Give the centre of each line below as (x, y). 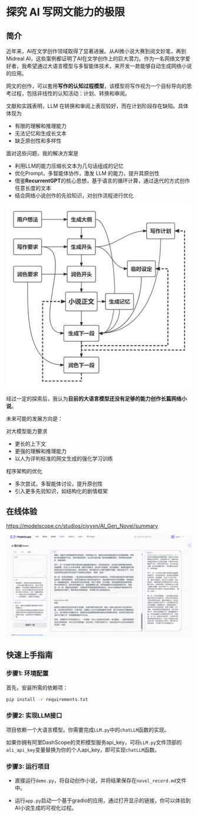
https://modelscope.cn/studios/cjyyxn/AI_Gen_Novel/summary (82, 526)
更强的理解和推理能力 (40, 451)
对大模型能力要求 (27, 431)
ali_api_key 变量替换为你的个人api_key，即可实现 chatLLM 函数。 (83, 750)
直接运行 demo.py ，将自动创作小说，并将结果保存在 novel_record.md (95, 781)
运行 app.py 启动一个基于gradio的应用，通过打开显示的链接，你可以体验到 (103, 800)
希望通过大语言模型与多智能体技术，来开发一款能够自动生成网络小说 (109, 66)
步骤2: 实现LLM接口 (34, 716)
